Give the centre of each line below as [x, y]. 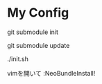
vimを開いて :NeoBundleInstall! [51, 73]
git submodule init [33, 32]
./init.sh [18, 59]
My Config [38, 13]
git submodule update [39, 45]
